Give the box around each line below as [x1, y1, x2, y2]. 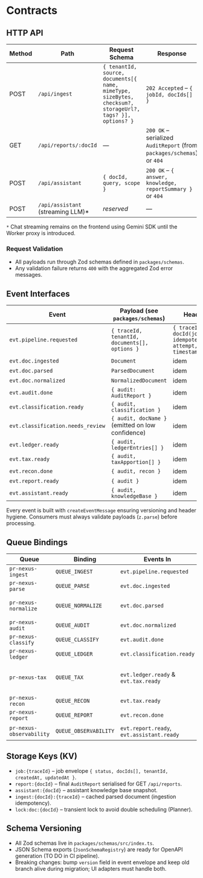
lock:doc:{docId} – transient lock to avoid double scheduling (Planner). [14, 805, 193, 813]
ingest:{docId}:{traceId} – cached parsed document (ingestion [14, 793, 176, 800]
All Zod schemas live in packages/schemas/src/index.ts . [14, 839, 154, 847]
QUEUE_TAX [55, 674, 84, 680]
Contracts [6, 4, 58, 18]
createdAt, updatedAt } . [14, 773, 77, 781]
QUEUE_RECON [55, 697, 90, 704]
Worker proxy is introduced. [6, 230, 76, 236]
